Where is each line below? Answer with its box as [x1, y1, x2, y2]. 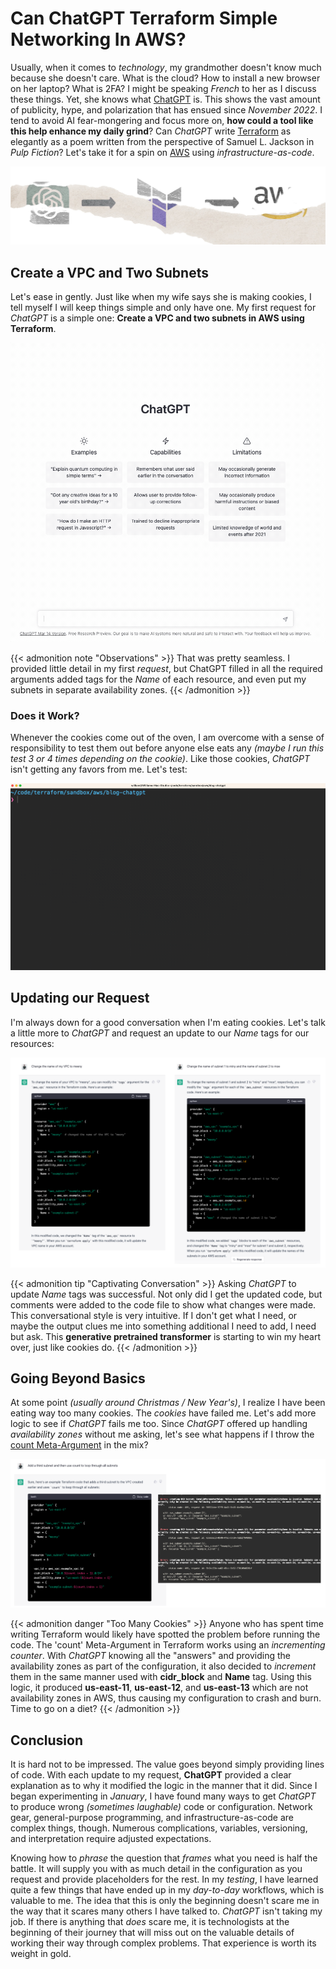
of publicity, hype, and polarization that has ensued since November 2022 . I [10, 103, 323, 116]
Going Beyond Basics [10, 1370, 146, 1387]
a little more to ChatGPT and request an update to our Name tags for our [10, 1027, 310, 1039]
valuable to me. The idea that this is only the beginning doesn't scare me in [10, 1895, 320, 1907]
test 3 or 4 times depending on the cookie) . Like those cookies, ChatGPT [10, 752, 310, 764]
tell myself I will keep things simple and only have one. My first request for [10, 302, 317, 314]
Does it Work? [10, 708, 80, 722]
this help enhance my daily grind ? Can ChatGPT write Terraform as [10, 125, 292, 137]
